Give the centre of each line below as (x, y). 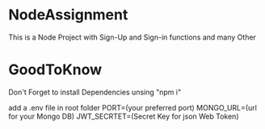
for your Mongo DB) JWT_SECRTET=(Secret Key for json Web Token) (124, 116)
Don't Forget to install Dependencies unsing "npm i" (95, 92)
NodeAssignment (68, 15)
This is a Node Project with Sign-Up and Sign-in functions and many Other (132, 37)
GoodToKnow (55, 70)
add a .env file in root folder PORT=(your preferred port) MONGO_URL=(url (132, 107)
